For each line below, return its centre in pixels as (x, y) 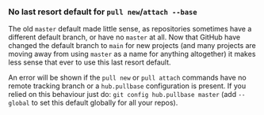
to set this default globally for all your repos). (105, 103)
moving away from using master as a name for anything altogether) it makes (132, 54)
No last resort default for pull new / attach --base (103, 12)
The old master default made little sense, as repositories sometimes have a (130, 29)
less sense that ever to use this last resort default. (90, 62)
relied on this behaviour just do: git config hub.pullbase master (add (122, 95)
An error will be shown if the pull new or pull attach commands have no (128, 78)
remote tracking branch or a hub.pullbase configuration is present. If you (127, 86)
